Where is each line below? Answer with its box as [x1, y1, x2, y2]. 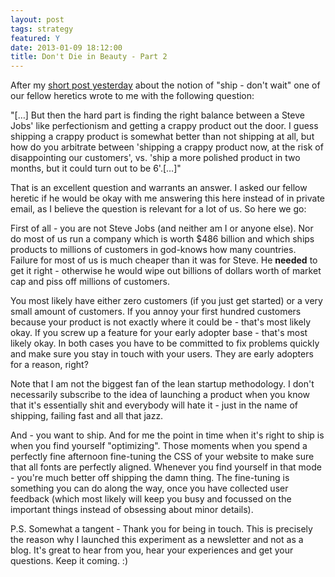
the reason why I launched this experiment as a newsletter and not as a [10, 534, 304, 546]
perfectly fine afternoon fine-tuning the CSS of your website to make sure [10, 451, 315, 463]
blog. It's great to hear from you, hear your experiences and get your [10, 544, 294, 556]
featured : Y [10, 33, 60, 43]
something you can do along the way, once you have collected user [10, 482, 289, 495]
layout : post [10, 14, 65, 25]
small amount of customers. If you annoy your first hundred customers [10, 306, 302, 318]
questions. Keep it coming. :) [10, 555, 129, 567]
